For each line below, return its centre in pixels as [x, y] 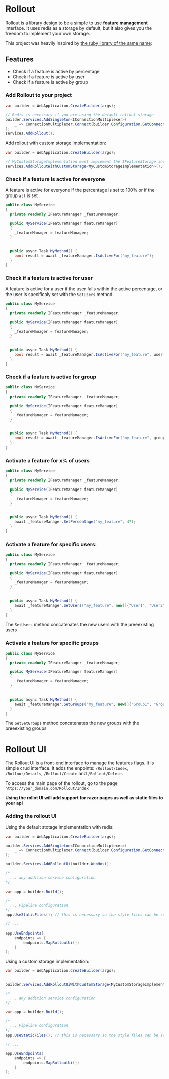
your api [14, 803]
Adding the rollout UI [31, 816]
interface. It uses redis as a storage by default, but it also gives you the [79, 28]
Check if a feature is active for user [49, 278]
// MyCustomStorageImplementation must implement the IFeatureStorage [81, 162]
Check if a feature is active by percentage [56, 71]
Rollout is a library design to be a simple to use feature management [77, 23]
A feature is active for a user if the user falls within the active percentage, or [84, 289]
